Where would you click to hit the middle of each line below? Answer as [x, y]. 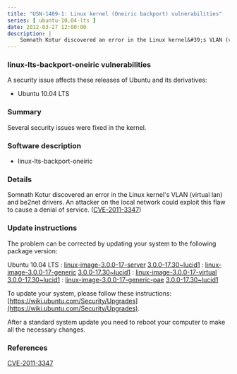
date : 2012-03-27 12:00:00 [47, 27]
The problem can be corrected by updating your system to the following [112, 243]
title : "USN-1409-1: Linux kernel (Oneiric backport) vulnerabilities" [115, 14]
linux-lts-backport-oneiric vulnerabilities [79, 65]
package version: [32, 251]
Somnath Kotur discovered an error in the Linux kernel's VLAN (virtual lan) [115, 195]
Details [20, 179]
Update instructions [42, 228]
